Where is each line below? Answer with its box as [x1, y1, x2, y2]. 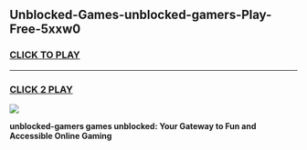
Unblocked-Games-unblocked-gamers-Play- [9, 7, 272, 23]
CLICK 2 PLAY [9, 83, 73, 95]
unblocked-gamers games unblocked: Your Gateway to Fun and [9, 120, 257, 131]
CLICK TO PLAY [9, 49, 80, 62]
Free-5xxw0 [9, 22, 81, 37]
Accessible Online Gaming [9, 130, 112, 141]
